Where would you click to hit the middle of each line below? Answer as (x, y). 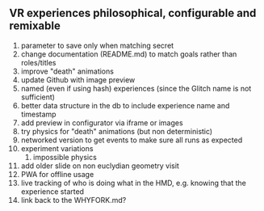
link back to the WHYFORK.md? (73, 200)
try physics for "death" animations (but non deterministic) (117, 131)
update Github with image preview (78, 79)
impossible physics (65, 157)
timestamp (38, 114)
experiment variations (57, 148)
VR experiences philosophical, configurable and (133, 13)
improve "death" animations (67, 71)
